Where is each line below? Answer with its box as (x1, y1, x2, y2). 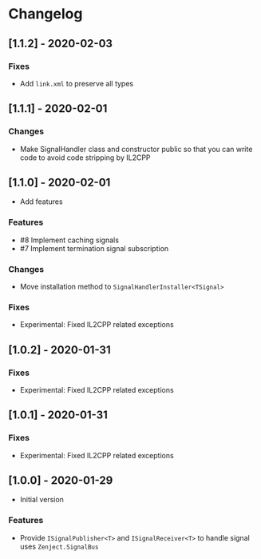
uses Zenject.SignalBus (19, 541, 99, 551)
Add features (19, 197, 63, 206)
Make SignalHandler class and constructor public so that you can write (19, 144, 253, 154)
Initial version (19, 495, 64, 505)
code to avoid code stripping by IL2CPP (19, 153, 151, 162)
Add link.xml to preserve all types (19, 78, 134, 88)
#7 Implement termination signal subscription (19, 243, 169, 253)
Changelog (8, 5, 83, 23)
